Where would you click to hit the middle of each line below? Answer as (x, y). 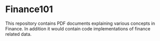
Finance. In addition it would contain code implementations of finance (78, 28)
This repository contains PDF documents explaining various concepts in (80, 23)
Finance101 (29, 9)
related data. (18, 34)
